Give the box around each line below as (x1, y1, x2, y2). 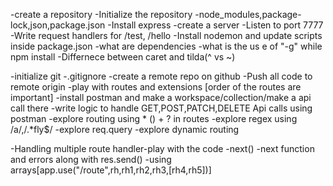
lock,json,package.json (10, 19, 106, 31)
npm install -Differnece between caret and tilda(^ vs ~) (10, 51, 236, 63)
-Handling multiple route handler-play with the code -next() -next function (10, 143, 315, 154)
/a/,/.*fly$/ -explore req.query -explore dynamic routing (10, 124, 240, 135)
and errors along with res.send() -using (10, 154, 172, 165)
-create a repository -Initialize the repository (10, 9, 193, 20)
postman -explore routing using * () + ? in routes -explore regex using (10, 113, 298, 124)
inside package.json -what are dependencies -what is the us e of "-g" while (10, 40, 323, 52)
